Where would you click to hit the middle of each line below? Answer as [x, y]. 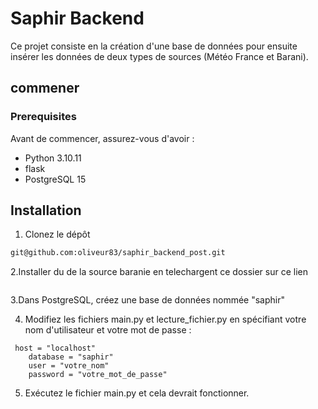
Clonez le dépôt [57, 234]
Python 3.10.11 [53, 158]
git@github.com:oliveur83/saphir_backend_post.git [118, 253]
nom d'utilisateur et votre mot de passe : [108, 330]
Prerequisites [43, 117]
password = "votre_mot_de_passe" [98, 375]
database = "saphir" [71, 357]
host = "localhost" [55, 348]
